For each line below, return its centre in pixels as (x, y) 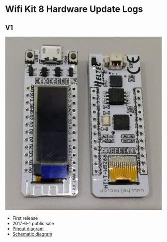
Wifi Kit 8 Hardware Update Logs (74, 9)
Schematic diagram (32, 234)
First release (25, 218)
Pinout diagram (28, 229)
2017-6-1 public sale (33, 224)
